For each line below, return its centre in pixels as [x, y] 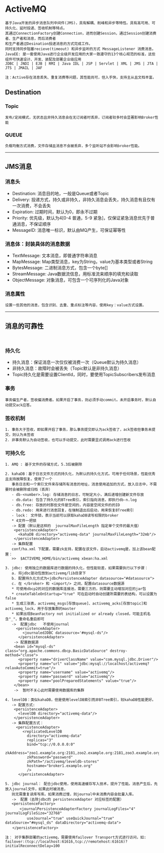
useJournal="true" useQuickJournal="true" [71, 819]
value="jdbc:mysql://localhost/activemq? [107, 664]
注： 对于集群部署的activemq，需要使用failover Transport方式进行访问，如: [76, 837]
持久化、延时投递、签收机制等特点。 [36, 28]
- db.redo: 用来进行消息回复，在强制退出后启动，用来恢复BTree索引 [73, 510]
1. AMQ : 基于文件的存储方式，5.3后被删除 [44, 465]
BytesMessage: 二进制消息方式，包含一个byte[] [60, 268]
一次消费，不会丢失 [31, 205]
